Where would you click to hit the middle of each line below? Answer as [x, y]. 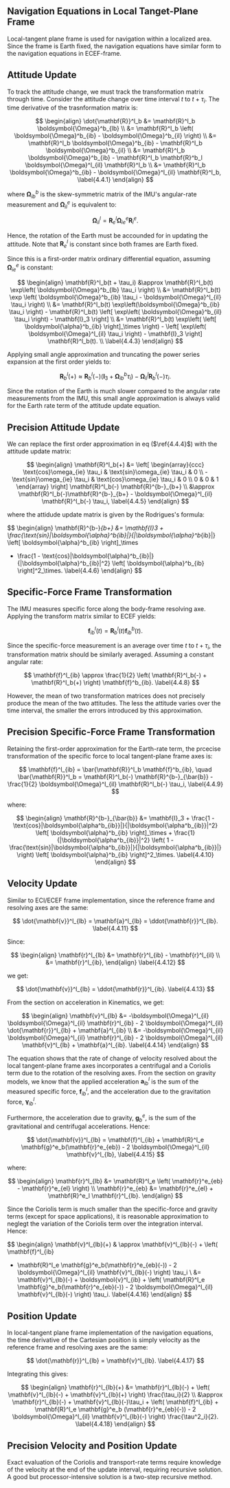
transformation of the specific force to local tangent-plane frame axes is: [110, 756]
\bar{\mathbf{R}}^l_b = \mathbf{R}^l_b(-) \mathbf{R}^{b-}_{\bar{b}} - [115, 776]
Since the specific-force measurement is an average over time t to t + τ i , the [114, 647]
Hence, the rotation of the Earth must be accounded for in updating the [107, 235]
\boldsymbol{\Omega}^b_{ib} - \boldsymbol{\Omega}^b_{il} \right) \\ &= [115, 136]
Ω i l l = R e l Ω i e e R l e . [115, 220]
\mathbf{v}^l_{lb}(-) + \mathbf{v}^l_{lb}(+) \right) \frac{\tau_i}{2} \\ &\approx [115, 1395]
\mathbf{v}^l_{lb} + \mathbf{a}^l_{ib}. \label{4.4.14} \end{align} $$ [115, 1045]
